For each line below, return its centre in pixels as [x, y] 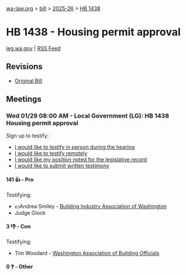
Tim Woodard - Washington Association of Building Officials [87, 253]
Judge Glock [30, 212]
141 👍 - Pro [20, 180]
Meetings [24, 99]
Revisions [24, 67]
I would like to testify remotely [51, 153]
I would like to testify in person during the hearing [75, 147]
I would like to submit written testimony [62, 166]
